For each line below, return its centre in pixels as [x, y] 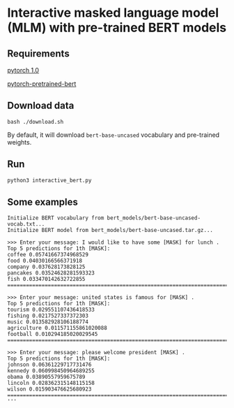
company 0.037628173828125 [46, 267]
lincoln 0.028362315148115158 [51, 383]
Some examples [43, 202]
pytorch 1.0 [23, 70]
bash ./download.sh [36, 122]
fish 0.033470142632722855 [46, 279]
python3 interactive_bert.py [49, 180]
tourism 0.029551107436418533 [51, 310]
